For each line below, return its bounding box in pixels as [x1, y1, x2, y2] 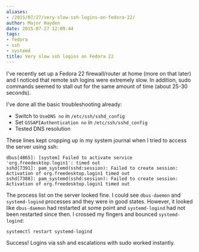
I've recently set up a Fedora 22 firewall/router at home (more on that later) [6, 70, 192, 77]
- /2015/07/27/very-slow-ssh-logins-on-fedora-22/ [6, 14, 135, 20]
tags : [6, 31, 20, 37]
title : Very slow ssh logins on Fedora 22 [6, 53, 114, 59]
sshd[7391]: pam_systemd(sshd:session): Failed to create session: [6, 165, 179, 171]
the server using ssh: [6, 143, 58, 150]
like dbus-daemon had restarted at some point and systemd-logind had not [6, 204, 186, 211]
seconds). [6, 89, 31, 96]
